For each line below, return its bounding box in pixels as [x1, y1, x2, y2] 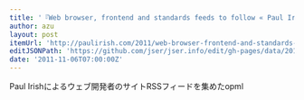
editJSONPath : [9, 47, 63, 56]
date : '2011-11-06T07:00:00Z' [9, 55, 124, 64]
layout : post [9, 30, 59, 39]
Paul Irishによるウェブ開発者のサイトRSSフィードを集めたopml [9, 81, 244, 91]
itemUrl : [9, 38, 43, 48]
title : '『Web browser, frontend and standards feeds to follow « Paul [9, 13, 284, 23]
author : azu [9, 22, 54, 31]
